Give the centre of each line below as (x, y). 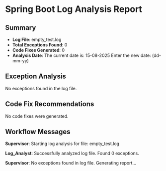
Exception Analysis (36, 77)
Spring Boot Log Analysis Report (74, 9)
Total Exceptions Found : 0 (40, 45)
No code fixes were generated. (37, 116)
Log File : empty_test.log (37, 39)
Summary (21, 28)
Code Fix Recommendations (50, 104)
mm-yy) (20, 61)
